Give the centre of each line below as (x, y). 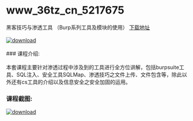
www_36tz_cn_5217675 (65, 10)
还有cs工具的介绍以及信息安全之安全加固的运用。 (71, 82)
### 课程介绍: (23, 53)
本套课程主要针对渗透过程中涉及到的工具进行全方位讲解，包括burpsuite (93, 67)
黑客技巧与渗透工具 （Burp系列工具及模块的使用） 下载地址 (78, 27)
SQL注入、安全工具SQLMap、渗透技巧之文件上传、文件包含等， (94, 74)
